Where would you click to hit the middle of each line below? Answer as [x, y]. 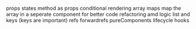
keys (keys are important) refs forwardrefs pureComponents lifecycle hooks [98, 20]
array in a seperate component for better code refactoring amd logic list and [98, 14]
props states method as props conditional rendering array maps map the [94, 8]
